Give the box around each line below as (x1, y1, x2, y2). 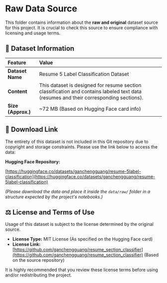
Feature (7, 59, 26, 66)
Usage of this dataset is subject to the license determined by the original (5, 221, 154, 227)
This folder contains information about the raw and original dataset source (5, 19, 158, 25)
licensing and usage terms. (5, 30, 61, 36)
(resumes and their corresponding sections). (39, 94, 144, 101)
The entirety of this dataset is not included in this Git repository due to (5, 139, 149, 144)
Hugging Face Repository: (5, 158, 61, 164)
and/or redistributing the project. (5, 272, 72, 278)
